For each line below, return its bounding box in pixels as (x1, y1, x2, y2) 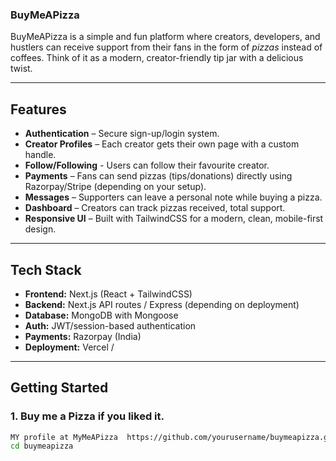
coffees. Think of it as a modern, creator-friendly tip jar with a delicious (10, 52, 304, 64)
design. (24, 223, 57, 235)
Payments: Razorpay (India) (24, 330, 142, 342)
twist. (10, 63, 33, 75)
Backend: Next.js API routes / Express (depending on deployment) (24, 298, 300, 310)
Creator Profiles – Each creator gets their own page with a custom (24, 138, 300, 150)
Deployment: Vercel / (24, 341, 115, 353)
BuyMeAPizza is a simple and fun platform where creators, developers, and (10, 31, 321, 43)
